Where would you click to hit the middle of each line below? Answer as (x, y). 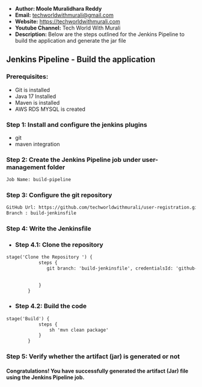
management (26, 167)
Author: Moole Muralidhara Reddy (58, 9)
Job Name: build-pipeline (38, 180)
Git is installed (32, 90)
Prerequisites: (27, 76)
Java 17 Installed (35, 96)
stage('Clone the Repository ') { (50, 257)
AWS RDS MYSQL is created (50, 109)
